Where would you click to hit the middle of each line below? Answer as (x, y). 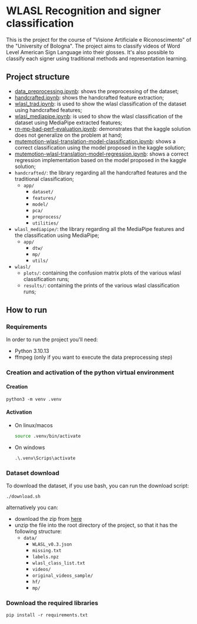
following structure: (38, 531)
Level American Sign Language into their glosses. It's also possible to (90, 52)
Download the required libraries (52, 603)
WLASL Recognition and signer (84, 11)
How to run (27, 310)
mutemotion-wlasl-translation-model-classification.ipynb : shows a (95, 141)
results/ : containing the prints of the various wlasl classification (101, 285)
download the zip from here (48, 519)
